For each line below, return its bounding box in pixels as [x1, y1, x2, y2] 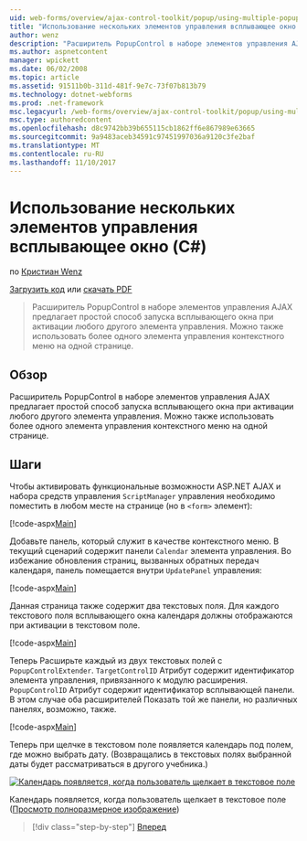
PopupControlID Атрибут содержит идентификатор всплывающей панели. [9, 685, 295, 696]
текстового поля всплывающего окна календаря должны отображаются [9, 610, 293, 622]
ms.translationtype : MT [9, 141, 101, 150]
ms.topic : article [9, 73, 79, 82]
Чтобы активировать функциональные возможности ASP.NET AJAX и [9, 481, 281, 492]
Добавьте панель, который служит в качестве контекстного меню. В [9, 536, 280, 547]
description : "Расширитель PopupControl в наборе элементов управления [9, 38, 288, 48]
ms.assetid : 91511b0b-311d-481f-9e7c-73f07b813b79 [9, 81, 206, 90]
